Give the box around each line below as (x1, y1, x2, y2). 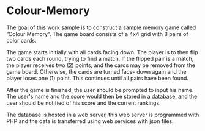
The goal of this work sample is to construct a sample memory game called (6, 24, 196, 31)
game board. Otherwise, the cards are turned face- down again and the (6, 68, 187, 75)
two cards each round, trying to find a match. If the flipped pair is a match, (6, 55, 194, 62)
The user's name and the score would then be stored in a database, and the (6, 93, 198, 100)
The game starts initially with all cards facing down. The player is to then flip (6, 48, 198, 55)
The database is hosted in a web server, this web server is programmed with (6, 111, 199, 118)
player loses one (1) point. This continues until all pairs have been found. (6, 74, 188, 82)
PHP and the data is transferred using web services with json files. (6, 117, 174, 125)
